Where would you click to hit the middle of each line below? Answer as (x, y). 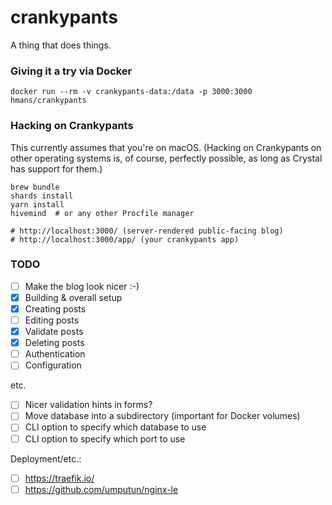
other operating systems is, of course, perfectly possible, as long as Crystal (166, 158)
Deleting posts (54, 343)
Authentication (55, 354)
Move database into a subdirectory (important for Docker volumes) (162, 416)
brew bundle (35, 187)
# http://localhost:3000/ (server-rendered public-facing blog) (147, 231)
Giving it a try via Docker (71, 71)
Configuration (53, 365)
